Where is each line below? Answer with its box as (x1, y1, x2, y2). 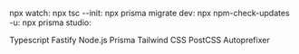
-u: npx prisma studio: (9, 17, 92, 28)
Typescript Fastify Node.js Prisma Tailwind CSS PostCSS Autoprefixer (9, 35, 270, 45)
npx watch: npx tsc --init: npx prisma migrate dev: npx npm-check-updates (9, 8, 290, 18)
